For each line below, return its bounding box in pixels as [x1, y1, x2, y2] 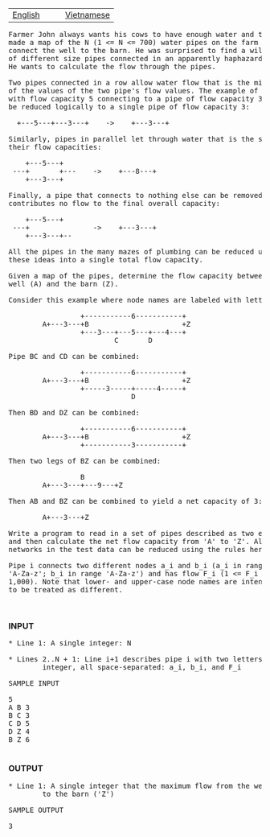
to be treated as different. [8, 585, 123, 594]
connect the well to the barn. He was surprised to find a [8, 46, 247, 55]
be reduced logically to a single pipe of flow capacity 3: [8, 102, 251, 111]
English [12, 10, 40, 20]
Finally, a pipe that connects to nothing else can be [8, 191, 229, 200]
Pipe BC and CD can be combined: [8, 352, 141, 361]
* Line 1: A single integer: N [8, 639, 132, 648]
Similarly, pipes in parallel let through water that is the [8, 134, 255, 143]
